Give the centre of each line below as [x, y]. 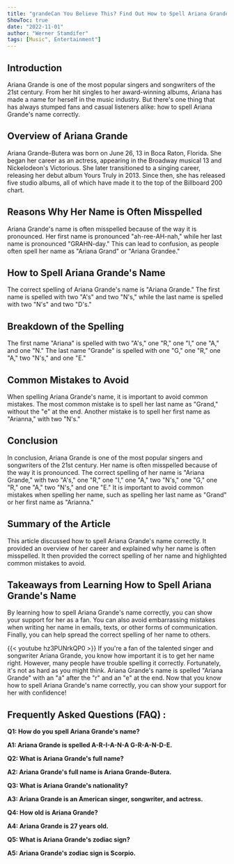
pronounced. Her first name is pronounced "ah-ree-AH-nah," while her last [115, 236]
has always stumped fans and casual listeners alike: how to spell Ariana [110, 107]
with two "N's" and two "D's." [49, 305]
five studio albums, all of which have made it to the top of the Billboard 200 [115, 183]
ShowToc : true [28, 20]
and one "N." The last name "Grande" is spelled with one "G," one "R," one [114, 351]
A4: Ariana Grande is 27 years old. [58, 826]
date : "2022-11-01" [36, 26]
